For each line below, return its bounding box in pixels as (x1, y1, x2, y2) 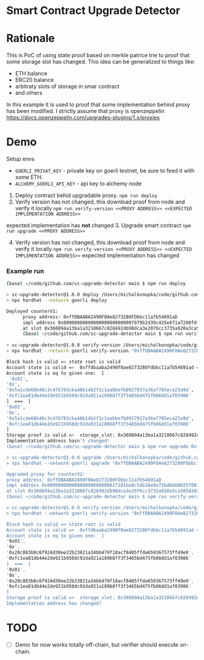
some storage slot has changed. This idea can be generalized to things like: (6, 58, 195, 66)
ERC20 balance (15, 77, 55, 84)
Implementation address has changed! (6, 600, 102, 607)
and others (15, 89, 42, 97)
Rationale (6, 32, 55, 46)
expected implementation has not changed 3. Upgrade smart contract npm (6, 222, 191, 229)
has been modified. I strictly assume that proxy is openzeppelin (6, 108, 165, 115)
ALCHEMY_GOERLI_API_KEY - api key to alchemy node (15, 180, 142, 187)
